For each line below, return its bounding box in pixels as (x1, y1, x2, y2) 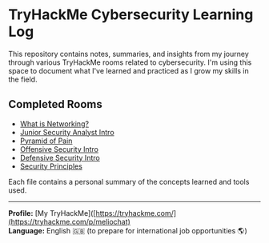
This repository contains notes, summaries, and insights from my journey (8, 49, 250, 58)
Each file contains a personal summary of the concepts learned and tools (8, 177, 250, 186)
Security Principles (19, 161, 82, 171)
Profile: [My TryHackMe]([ (8, 208, 96, 217)
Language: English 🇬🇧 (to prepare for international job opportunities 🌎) (8, 225, 247, 235)
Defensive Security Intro (19, 153, 100, 162)
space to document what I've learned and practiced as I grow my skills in (8, 66, 250, 75)
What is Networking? (19, 118, 90, 129)
